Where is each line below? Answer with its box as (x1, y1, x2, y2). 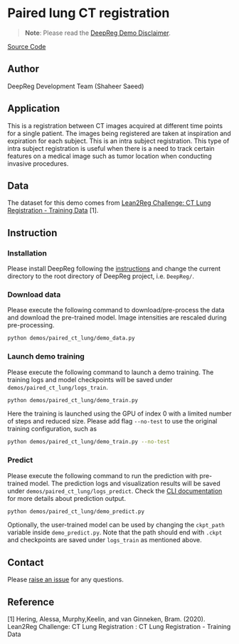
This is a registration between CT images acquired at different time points (7, 121, 223, 130)
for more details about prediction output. (7, 494, 127, 502)
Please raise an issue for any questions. (7, 575, 124, 584)
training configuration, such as (7, 425, 97, 433)
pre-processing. (7, 321, 55, 329)
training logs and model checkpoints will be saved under (7, 375, 173, 384)
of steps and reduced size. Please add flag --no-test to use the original (7, 417, 218, 426)
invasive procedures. (7, 159, 69, 168)
